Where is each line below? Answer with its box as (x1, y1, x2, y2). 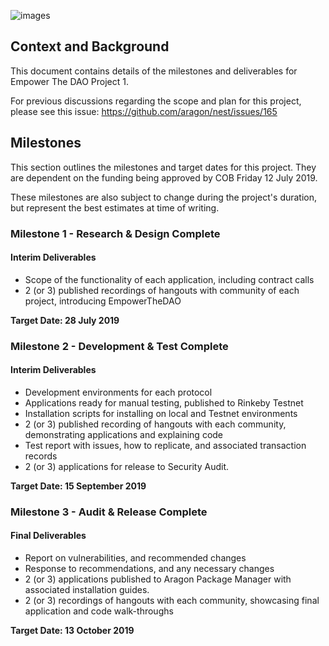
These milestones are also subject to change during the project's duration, (10, 191, 318, 203)
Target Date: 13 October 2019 (10, 625, 135, 636)
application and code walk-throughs (24, 605, 174, 617)
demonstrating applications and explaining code (24, 428, 224, 440)
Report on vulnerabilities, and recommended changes (24, 552, 247, 564)
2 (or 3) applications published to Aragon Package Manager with (24, 573, 292, 585)
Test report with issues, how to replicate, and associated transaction (24, 439, 307, 451)
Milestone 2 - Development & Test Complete (10, 339, 229, 353)
